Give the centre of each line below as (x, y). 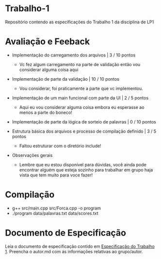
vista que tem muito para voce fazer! (56, 175)
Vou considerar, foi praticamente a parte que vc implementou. (81, 88)
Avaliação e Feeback (48, 42)
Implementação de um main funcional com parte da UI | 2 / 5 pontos (80, 98)
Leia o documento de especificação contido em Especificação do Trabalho (80, 246)
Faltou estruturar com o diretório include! (60, 146)
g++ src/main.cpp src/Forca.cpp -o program (56, 208)
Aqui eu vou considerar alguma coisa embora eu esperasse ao (82, 107)
